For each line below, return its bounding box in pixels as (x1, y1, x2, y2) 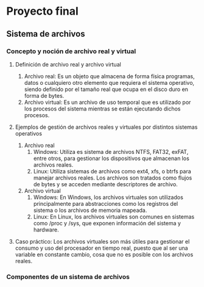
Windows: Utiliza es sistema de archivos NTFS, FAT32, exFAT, (33, 148, 189, 155)
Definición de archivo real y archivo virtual (15, 60, 122, 68)
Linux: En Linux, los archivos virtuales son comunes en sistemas (33, 213, 195, 220)
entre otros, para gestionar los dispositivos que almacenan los (33, 154, 190, 162)
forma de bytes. (24, 92, 65, 99)
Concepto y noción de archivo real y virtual (6, 47, 136, 56)
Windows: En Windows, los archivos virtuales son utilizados (33, 194, 184, 201)
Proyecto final (6, 4, 79, 18)
